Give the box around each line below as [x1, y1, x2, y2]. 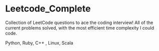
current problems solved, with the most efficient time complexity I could [5, 24, 154, 30]
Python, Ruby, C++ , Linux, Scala [5, 39, 73, 45]
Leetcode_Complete [5, 3, 91, 14]
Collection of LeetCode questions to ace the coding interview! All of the [5, 19, 153, 25]
